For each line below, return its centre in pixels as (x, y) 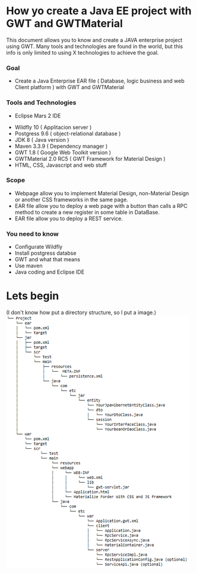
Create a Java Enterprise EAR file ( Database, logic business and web (100, 81)
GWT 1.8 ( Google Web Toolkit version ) (63, 152)
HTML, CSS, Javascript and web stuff (61, 165)
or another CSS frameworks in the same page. (72, 200)
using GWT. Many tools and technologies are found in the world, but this (95, 46)
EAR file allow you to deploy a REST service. (69, 219)
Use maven (28, 266)
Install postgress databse (45, 253)
